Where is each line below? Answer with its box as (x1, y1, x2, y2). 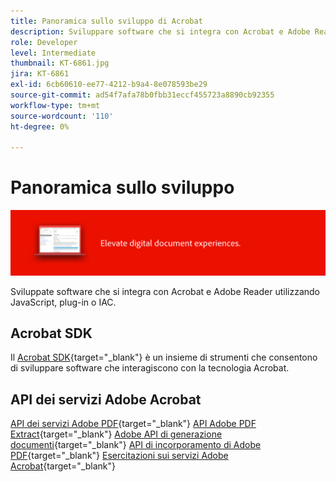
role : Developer (10, 37, 78, 47)
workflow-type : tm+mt (10, 100, 101, 110)
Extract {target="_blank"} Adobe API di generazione (10, 428, 223, 440)
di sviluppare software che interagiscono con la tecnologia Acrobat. (10, 362, 290, 374)
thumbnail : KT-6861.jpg (10, 58, 110, 69)
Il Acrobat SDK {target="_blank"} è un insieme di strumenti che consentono (10, 351, 318, 364)
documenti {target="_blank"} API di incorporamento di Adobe (10, 439, 262, 451)
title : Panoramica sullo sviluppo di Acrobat (10, 16, 203, 26)
